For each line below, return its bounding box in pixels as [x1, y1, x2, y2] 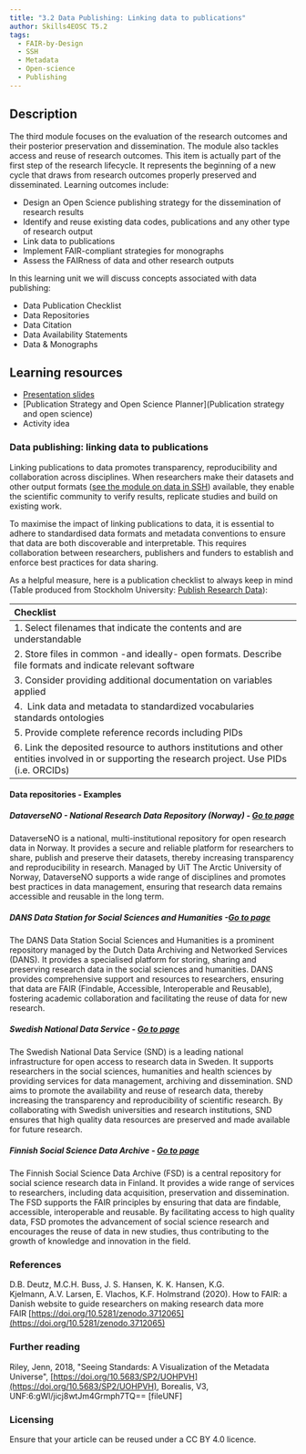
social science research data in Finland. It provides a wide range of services [9, 1178, 295, 1189]
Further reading [9, 1341, 80, 1354]
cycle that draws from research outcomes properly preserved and [9, 170, 257, 180]
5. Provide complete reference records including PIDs [14, 726, 243, 738]
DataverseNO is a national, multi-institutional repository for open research [9, 833, 287, 844]
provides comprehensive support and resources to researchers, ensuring [9, 974, 284, 985]
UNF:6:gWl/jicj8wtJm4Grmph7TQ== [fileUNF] [9, 1390, 183, 1401]
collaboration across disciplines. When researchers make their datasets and [9, 471, 294, 482]
